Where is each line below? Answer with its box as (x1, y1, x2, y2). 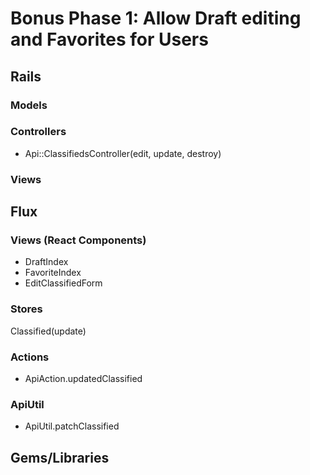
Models (10, 98, 48, 112)
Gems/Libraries (10, 449, 110, 466)
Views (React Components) (10, 233, 147, 247)
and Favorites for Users (10, 28, 209, 51)
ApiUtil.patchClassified (24, 420, 120, 432)
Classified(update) (10, 325, 87, 337)
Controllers (10, 125, 67, 139)
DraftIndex (24, 256, 69, 268)
